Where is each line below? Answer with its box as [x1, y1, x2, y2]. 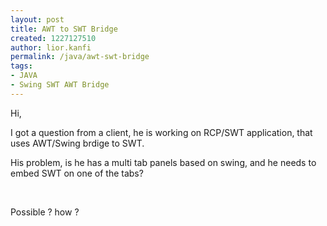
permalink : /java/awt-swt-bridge [10, 52, 150, 62]
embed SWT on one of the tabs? [10, 167, 144, 179]
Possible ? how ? [10, 206, 80, 218]
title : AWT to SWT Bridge [10, 24, 118, 34]
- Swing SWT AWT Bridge [10, 80, 110, 90]
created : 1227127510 [10, 33, 97, 43]
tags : [10, 61, 33, 71]
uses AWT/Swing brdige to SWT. [10, 137, 145, 149]
